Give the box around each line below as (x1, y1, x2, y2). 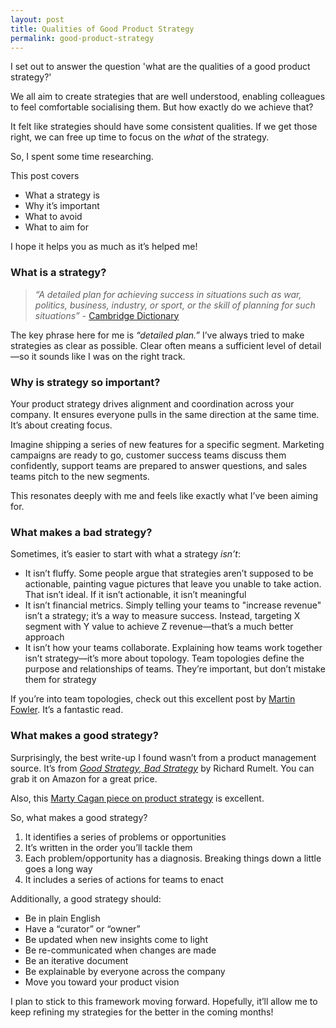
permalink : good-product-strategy (10, 33, 155, 43)
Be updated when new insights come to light (24, 933, 208, 945)
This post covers (10, 170, 80, 182)
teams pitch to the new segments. (10, 470, 150, 482)
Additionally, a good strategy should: (10, 892, 162, 905)
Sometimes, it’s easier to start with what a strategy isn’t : (10, 548, 241, 560)
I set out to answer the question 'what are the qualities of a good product (10, 61, 311, 73)
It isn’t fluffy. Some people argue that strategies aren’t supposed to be (24, 567, 314, 580)
